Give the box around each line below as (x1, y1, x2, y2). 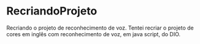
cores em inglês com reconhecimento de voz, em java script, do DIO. (6, 30, 181, 37)
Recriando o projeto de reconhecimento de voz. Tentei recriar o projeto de (6, 24, 194, 31)
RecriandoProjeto (6, 4, 98, 18)
